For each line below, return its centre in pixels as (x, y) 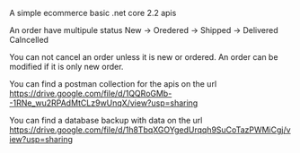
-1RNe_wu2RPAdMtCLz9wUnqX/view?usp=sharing (104, 103)
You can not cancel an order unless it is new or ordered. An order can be (144, 57)
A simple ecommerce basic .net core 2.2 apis (93, 13)
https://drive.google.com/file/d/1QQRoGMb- (91, 93)
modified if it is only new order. (66, 67)
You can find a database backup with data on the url (106, 120)
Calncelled (29, 40)
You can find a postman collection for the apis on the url (113, 84)
